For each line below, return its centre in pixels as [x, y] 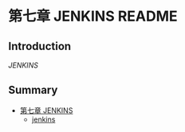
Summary [33, 90]
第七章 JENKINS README [93, 16]
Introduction [40, 46]
